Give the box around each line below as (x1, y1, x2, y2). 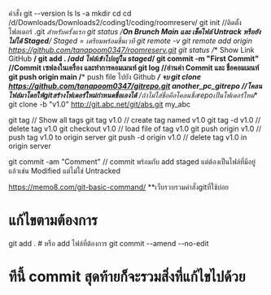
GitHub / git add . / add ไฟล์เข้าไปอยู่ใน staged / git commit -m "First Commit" (8, 54, 259, 63)
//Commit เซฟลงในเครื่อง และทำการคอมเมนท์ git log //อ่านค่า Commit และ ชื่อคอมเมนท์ (8, 63, 260, 72)
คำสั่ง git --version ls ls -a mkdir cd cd (8, 9, 132, 18)
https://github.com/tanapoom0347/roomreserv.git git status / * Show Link (8, 46, 255, 54)
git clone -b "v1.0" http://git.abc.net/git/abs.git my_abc (8, 99, 191, 109)
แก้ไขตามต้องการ (8, 211, 98, 230)
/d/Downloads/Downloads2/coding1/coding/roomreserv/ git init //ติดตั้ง (8, 18, 242, 27)
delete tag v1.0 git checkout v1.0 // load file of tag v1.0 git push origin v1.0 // (8, 124, 262, 133)
